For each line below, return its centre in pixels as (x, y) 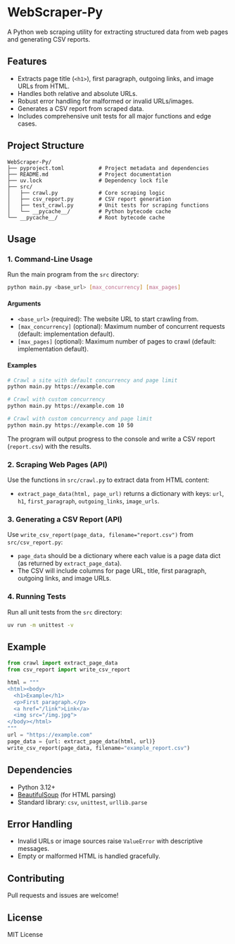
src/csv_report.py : (35, 542)
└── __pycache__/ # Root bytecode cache (86, 217)
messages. (33, 849)
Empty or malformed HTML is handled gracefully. (89, 856)
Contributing (36, 878)
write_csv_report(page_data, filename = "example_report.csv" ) (99, 748)
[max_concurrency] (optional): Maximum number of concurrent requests (121, 327)
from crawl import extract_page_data (63, 663)
